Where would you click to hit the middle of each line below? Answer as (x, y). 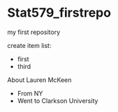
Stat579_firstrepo (59, 13)
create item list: (29, 45)
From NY (30, 93)
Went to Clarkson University (58, 101)
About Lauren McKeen (39, 80)
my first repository (34, 32)
